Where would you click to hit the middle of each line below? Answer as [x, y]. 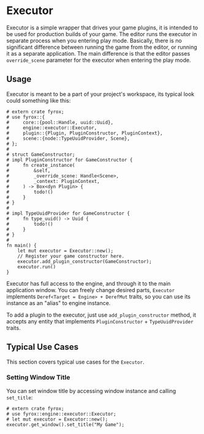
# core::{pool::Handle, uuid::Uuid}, [60, 122]
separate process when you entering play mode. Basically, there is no [94, 40]
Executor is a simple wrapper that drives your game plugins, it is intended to [102, 28]
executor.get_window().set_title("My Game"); [65, 425]
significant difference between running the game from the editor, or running [102, 47]
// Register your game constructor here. [71, 256]
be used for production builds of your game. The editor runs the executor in [102, 34]
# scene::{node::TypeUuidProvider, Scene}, [68, 138]
